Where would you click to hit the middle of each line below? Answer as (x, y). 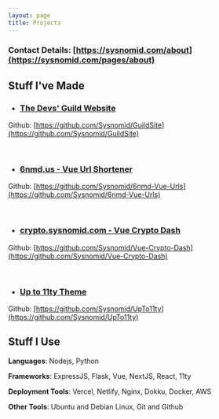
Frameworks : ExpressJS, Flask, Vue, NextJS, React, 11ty (100, 376)
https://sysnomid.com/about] (134, 50)
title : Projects (35, 23)
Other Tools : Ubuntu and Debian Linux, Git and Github (96, 406)
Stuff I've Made (46, 85)
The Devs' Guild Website (68, 108)
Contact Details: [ (42, 50)
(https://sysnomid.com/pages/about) (82, 60)
